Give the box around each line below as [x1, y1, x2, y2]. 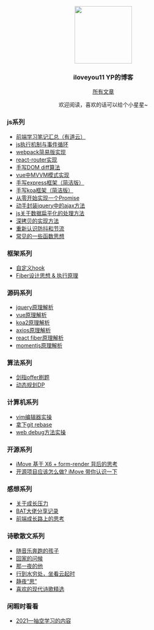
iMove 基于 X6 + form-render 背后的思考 [15, 461, 118, 468]
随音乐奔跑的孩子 [15, 547, 59, 554]
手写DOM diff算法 [15, 163, 61, 171]
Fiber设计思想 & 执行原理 [15, 272, 79, 279]
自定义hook [15, 264, 45, 272]
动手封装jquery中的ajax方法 [15, 202, 86, 209]
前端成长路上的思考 [15, 515, 65, 522]
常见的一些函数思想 [15, 232, 65, 240]
